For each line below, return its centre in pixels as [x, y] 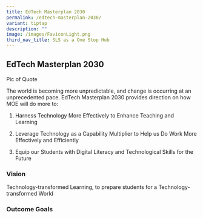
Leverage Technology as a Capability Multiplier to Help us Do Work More [106, 133]
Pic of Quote [22, 79]
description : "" [27, 29]
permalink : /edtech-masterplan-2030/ [54, 18]
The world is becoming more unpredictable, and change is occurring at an [99, 91]
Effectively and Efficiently [47, 140]
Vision [16, 174]
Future [23, 158]
